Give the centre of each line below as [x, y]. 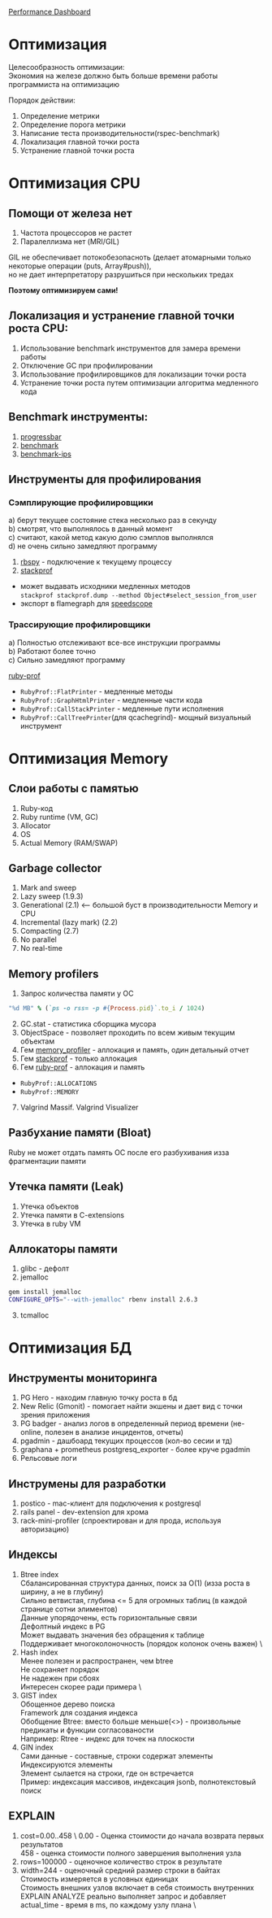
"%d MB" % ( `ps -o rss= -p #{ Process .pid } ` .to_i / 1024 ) [107, 1009]
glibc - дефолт [45, 1269]
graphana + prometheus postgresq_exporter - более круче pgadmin [135, 1449]
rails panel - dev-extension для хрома [84, 1512]
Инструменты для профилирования [105, 479]
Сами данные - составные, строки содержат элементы [117, 1755]
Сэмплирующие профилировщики [81, 502]
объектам [37, 1041]
